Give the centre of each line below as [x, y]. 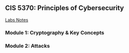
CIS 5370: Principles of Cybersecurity [64, 8]
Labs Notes [17, 20]
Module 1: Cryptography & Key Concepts [55, 32]
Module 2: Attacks [28, 46]
